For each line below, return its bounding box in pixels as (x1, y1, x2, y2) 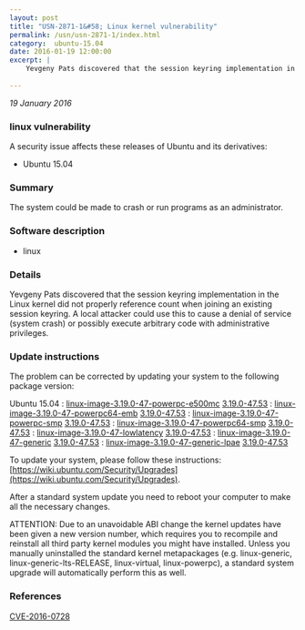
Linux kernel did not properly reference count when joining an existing (9, 298, 273, 310)
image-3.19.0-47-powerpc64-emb (9, 408, 138, 419)
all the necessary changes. (9, 502, 111, 513)
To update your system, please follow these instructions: (9, 454, 221, 465)
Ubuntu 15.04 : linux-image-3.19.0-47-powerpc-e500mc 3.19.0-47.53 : (9, 398, 273, 410)
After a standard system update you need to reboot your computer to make (9, 492, 291, 503)
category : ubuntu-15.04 (9, 38, 104, 48)
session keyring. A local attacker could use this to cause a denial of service (9, 308, 292, 319)
